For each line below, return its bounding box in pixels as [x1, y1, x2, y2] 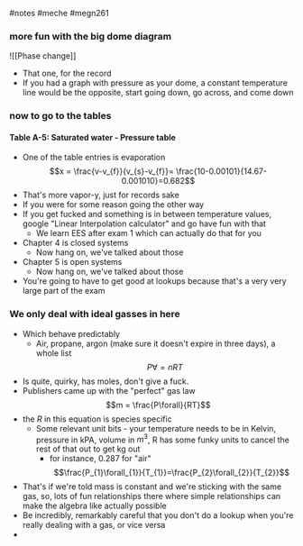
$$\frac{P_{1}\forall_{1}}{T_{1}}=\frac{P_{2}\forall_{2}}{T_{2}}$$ [53, 468, 290, 478]
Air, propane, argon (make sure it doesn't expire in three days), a [35, 338, 276, 349]
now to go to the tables [9, 110, 112, 123]
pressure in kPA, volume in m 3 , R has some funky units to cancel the [35, 432, 290, 445]
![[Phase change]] [9, 50, 77, 61]
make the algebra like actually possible [22, 500, 167, 512]
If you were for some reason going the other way [22, 199, 205, 210]
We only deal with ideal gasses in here [9, 308, 180, 321]
